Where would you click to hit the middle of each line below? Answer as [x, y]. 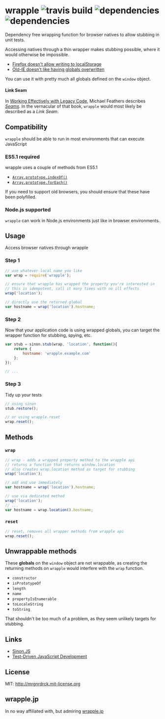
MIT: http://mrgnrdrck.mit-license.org [43, 684]
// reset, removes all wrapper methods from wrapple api [65, 531]
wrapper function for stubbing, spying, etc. [48, 335]
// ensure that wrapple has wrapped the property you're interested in [80, 284]
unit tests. [15, 40]
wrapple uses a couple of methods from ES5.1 [51, 168]
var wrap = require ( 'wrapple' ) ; [38, 275]
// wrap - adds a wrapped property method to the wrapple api [70, 460]
